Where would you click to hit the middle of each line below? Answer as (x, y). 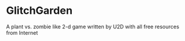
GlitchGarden (39, 11)
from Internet (22, 32)
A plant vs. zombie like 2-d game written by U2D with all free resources (93, 27)
